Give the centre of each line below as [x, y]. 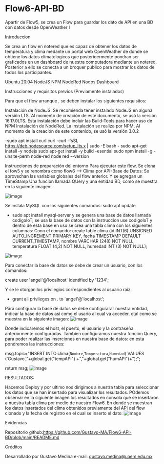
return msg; [17, 368]
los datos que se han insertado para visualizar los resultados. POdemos [77, 392]
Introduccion [18, 37]
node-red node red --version [60, 156]
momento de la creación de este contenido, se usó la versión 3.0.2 [72, 131]
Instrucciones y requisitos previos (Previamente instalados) [65, 91]
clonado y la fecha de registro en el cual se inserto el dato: [64, 413]
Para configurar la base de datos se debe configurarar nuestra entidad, [77, 308]
